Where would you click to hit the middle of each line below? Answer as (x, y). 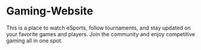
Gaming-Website (50, 11)
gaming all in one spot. (34, 40)
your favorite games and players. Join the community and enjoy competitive (101, 34)
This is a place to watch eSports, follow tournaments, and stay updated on (99, 28)
